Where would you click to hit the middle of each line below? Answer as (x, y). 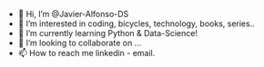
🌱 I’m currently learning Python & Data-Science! (108, 33)
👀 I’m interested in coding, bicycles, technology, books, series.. (136, 24)
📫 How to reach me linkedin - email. (86, 53)
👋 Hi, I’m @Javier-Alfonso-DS (73, 14)
